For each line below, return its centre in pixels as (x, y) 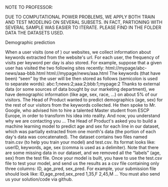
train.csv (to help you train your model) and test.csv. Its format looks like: (80, 142)
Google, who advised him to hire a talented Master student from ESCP (77, 110)
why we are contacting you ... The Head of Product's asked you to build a (81, 121)
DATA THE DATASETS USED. (34, 33)
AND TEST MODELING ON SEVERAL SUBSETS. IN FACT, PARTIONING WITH (84, 22)
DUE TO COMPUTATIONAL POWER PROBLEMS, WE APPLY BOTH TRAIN (80, 17)
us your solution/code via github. (39, 179)
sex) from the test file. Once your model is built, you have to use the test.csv (84, 158)
